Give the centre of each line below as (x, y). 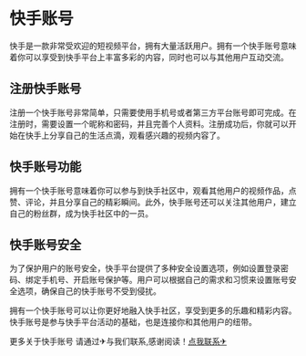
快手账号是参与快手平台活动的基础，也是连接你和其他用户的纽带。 (133, 322)
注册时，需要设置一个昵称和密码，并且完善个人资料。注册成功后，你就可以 (149, 123)
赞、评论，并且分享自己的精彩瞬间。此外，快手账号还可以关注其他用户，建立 (153, 202)
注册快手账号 (46, 89)
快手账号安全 (46, 244)
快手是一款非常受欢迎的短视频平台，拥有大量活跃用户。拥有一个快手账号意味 (153, 46)
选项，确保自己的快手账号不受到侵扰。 (89, 291)
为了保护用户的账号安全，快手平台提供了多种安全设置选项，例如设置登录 (145, 268)
